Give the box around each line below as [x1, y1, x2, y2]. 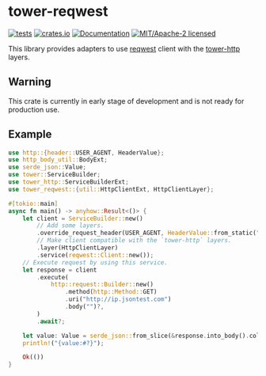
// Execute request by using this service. [22, 258, 169, 267]
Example [8, 127, 52, 141]
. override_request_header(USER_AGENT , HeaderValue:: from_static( [36, 229, 257, 237]
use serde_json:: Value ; [8, 163, 87, 172]
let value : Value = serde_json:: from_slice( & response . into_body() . [22, 332, 249, 340]
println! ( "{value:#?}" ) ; [22, 339, 104, 347]
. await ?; [36, 317, 66, 325]
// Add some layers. [36, 222, 104, 230]
